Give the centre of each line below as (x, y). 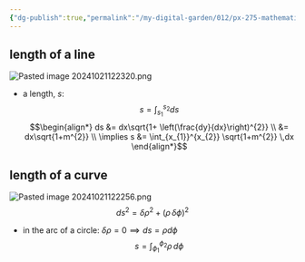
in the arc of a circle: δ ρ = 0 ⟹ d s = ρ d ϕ (100, 230)
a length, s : (44, 94)
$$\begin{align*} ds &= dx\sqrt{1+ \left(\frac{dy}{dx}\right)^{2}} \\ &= (159, 127)
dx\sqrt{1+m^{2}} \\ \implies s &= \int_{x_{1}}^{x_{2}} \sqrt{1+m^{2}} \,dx (159, 137)
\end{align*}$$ (159, 147)
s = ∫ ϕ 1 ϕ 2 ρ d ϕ (159, 247)
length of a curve (59, 175)
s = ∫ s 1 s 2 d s (159, 111)
